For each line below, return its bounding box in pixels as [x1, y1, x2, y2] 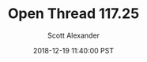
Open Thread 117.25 [7, 5, 140, 23]
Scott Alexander [47, 31, 100, 40]
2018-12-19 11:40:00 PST [32, 46, 115, 55]
